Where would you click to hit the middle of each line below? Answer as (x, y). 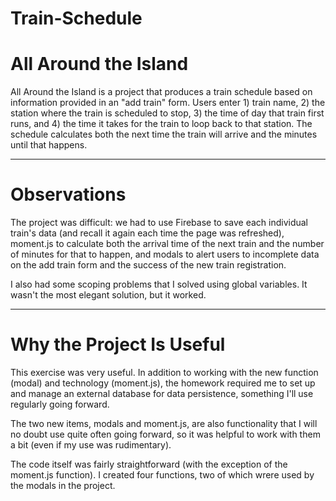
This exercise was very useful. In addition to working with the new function (164, 372)
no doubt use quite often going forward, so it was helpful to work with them (165, 434)
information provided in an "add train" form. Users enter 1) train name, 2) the (168, 103)
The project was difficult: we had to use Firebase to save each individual (159, 223)
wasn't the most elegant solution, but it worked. (108, 295)
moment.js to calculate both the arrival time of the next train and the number (167, 244)
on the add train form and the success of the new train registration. (148, 265)
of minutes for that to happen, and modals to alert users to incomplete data (165, 254)
